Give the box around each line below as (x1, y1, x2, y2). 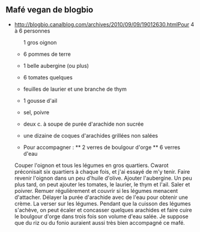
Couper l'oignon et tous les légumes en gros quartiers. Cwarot (14, 162, 169, 169)
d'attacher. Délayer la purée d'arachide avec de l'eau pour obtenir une (14, 194, 189, 201)
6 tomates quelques (23, 73, 73, 81)
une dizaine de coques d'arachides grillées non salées (23, 132, 159, 139)
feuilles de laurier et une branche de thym (23, 85, 127, 93)
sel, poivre (23, 108, 49, 116)
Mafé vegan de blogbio (5, 5, 94, 15)
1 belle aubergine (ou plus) (23, 62, 89, 69)
